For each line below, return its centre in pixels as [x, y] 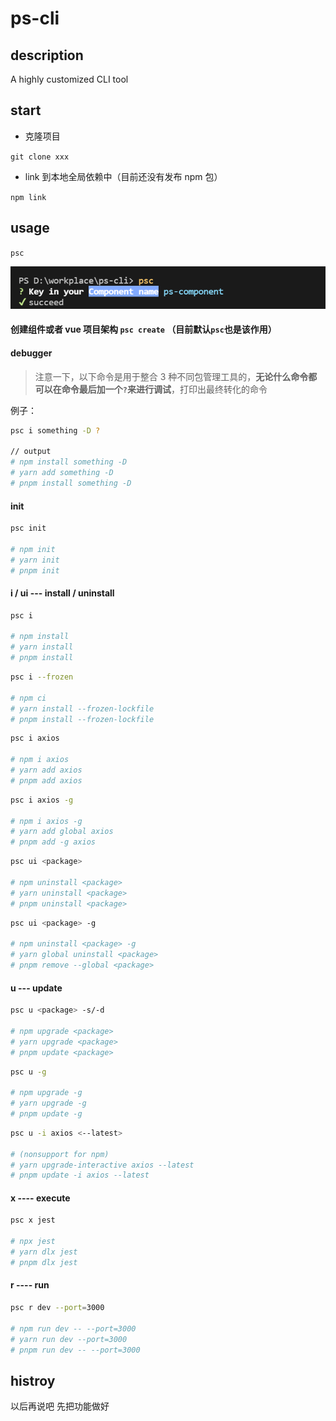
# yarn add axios [46, 770]
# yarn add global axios [62, 832]
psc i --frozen [42, 677]
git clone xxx [40, 157]
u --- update [36, 988]
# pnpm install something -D [71, 483]
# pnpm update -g [46, 1114]
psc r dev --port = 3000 [57, 1308]
